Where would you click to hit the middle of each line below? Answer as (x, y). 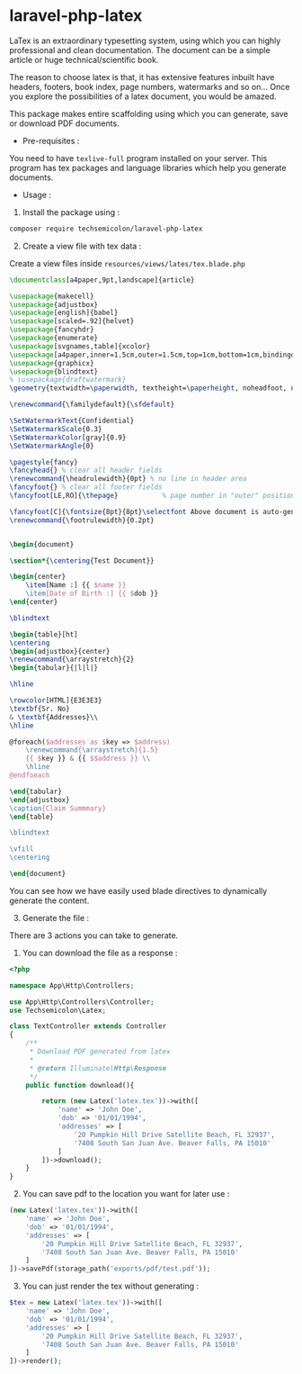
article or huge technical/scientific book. (84, 59)
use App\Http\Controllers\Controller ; (82, 1002)
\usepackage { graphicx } (52, 363)
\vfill (22, 849)
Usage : (37, 194)
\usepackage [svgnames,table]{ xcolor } (80, 346)
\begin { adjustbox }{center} (60, 651)
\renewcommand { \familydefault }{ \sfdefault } (92, 405)
